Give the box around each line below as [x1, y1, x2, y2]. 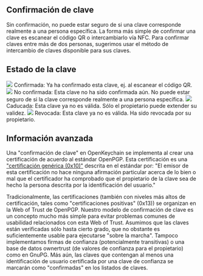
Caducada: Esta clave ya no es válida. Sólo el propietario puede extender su [6, 102, 198, 109]
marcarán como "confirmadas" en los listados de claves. [6, 264, 148, 272]
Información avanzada [6, 133, 93, 144]
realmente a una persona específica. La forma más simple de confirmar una [6, 27, 196, 35]
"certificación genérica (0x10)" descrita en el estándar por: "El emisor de [6, 162, 189, 169]
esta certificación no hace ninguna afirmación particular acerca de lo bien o [6, 169, 196, 176]
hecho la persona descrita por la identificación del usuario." [6, 181, 156, 189]
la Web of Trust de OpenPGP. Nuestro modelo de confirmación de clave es [6, 206, 194, 214]
